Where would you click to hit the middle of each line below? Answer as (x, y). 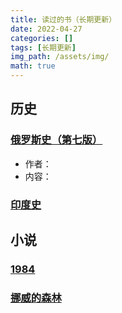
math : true (33, 66)
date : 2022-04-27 (46, 29)
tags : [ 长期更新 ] (43, 47)
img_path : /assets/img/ (60, 57)
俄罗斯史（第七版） (56, 140)
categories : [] (42, 38)
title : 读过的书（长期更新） (63, 19)
